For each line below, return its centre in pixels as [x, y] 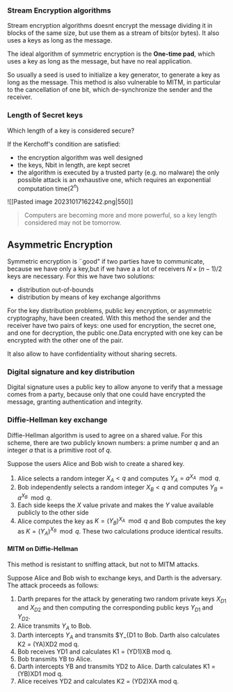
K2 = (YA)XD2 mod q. [48, 644]
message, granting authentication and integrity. [75, 402]
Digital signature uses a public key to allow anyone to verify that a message [115, 387]
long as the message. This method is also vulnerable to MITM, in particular [114, 82]
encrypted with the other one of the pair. [65, 340]
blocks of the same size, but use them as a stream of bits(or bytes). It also [113, 33]
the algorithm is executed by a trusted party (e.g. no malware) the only [118, 172]
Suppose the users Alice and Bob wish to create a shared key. [96, 463]
